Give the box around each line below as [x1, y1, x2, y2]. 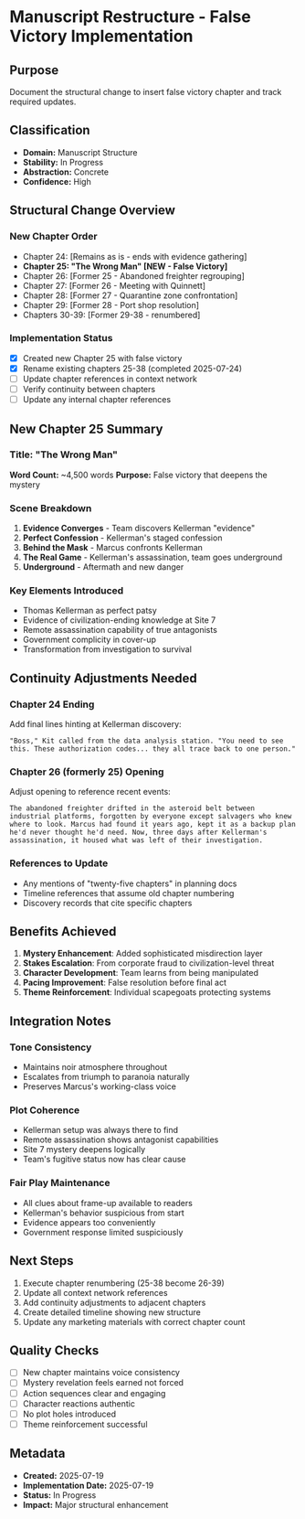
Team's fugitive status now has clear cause [22, 1154, 186, 1165]
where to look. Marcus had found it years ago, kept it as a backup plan [9, 820, 297, 829]
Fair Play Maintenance [9, 1177, 110, 1190]
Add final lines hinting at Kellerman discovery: [9, 719, 182, 730]
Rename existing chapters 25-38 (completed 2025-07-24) [22, 363, 242, 374]
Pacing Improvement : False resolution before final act [22, 977, 226, 989]
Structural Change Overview [9, 203, 176, 219]
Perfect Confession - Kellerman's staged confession [22, 532, 223, 543]
